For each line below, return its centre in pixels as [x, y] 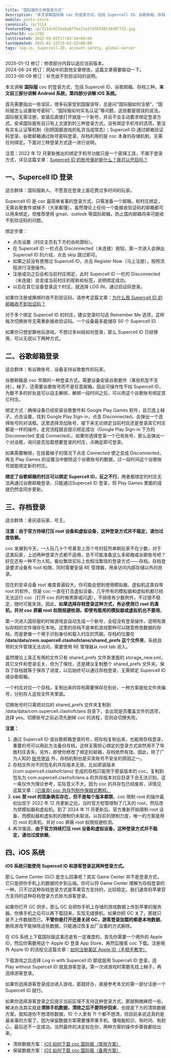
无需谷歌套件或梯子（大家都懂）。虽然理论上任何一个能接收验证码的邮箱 [80, 208]
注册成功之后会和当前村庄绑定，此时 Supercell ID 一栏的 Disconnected [86, 274]
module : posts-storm [27, 19]
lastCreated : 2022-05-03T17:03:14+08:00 [49, 39]
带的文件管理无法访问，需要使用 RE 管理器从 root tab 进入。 [68, 647]
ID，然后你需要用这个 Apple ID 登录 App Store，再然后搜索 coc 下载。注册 [83, 943]
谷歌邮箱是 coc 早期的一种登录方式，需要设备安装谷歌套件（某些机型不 [80, 380]
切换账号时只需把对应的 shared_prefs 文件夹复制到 [58, 705]
